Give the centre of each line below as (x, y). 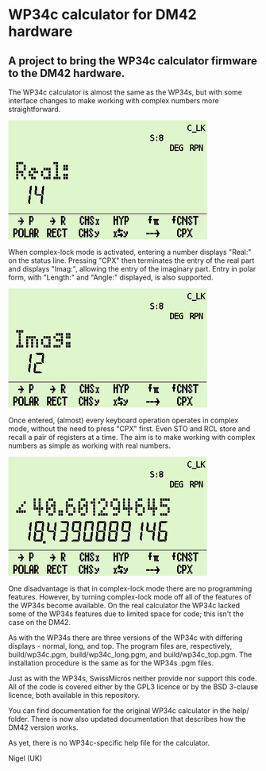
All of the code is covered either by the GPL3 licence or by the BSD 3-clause (133, 687)
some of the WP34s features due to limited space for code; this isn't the (126, 614)
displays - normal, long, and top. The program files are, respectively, (120, 646)
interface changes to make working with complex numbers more (114, 100)
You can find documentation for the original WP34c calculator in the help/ (129, 711)
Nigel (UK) (25, 758)
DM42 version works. (43, 727)
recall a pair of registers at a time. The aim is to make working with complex (132, 437)
